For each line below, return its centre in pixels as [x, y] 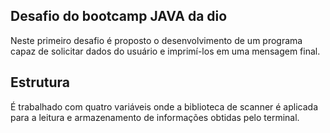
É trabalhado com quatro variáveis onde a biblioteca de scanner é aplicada [164, 106]
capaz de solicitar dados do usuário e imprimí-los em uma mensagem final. [165, 51]
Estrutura [40, 82]
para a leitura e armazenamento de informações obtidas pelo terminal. [155, 117]
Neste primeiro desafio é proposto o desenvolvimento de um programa [156, 40]
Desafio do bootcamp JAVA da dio [119, 16]
